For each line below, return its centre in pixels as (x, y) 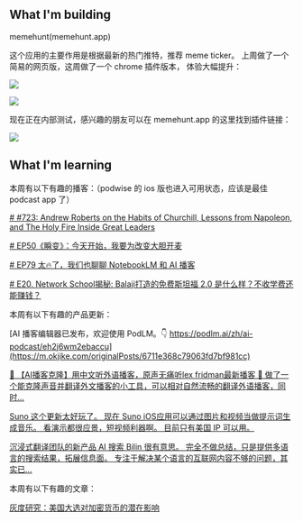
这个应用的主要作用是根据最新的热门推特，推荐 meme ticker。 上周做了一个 (149, 55)
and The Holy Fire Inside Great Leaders (83, 227)
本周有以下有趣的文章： (53, 488)
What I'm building (60, 15)
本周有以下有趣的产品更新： (61, 314)
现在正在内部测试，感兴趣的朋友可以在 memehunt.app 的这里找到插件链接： (150, 119)
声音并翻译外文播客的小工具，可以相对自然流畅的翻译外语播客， (159, 386)
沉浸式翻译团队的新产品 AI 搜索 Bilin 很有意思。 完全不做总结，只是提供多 (145, 446)
